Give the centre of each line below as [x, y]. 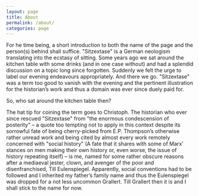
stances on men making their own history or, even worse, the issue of [91, 150]
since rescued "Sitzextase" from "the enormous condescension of [88, 119]
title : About [22, 17]
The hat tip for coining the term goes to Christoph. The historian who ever [97, 112]
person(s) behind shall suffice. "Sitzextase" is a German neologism [88, 52]
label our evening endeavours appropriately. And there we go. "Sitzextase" [98, 77]
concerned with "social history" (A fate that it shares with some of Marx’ [95, 144]
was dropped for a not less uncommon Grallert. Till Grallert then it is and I [96, 182]
